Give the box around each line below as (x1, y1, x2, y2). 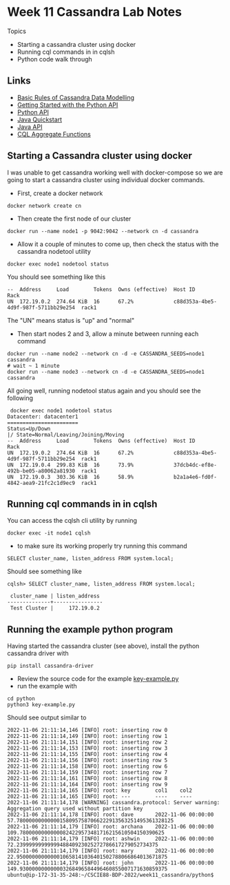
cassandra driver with (7, 649, 69, 657)
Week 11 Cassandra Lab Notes (7, 4, 182, 20)
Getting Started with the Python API (17, 101, 118, 109)
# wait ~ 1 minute (7, 362, 60, 369)
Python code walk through (17, 54, 93, 63)
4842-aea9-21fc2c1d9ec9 (7, 479, 76, 486)
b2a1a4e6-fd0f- (173, 473, 217, 480)
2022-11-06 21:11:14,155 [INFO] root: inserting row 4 (7, 751, 168, 758)
